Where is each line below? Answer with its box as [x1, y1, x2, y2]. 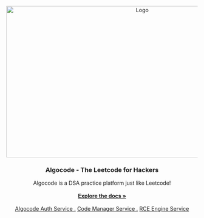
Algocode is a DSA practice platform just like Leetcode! [33, 179, 171, 187]
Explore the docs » [78, 193, 126, 200]
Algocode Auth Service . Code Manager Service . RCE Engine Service [15, 205, 189, 213]
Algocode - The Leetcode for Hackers [45, 165, 159, 174]
